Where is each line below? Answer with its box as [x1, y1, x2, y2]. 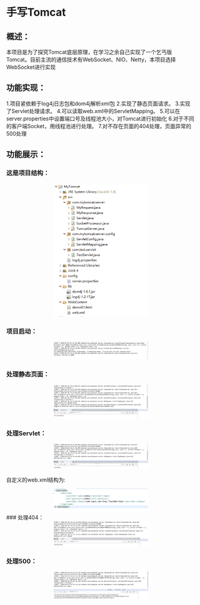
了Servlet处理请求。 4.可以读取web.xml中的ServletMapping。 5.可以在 [6, 107, 181, 114]
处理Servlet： [6, 429, 47, 437]
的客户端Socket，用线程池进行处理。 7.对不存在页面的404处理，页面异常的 [6, 122, 192, 129]
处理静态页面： [6, 370, 50, 378]
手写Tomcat [6, 5, 66, 19]
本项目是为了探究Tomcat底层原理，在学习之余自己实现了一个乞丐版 [6, 49, 172, 55]
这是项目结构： [6, 169, 50, 178]
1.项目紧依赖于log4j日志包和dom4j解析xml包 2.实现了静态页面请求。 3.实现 [6, 100, 191, 107]
